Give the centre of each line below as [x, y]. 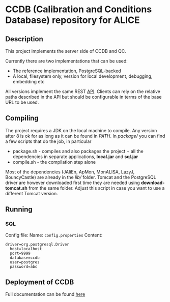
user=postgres [25, 262]
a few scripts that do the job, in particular [48, 141]
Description [24, 39]
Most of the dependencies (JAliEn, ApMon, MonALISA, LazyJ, [70, 172]
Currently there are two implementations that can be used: [67, 61]
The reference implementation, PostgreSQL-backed [67, 71]
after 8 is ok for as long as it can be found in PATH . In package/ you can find [85, 136]
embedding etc [29, 82]
